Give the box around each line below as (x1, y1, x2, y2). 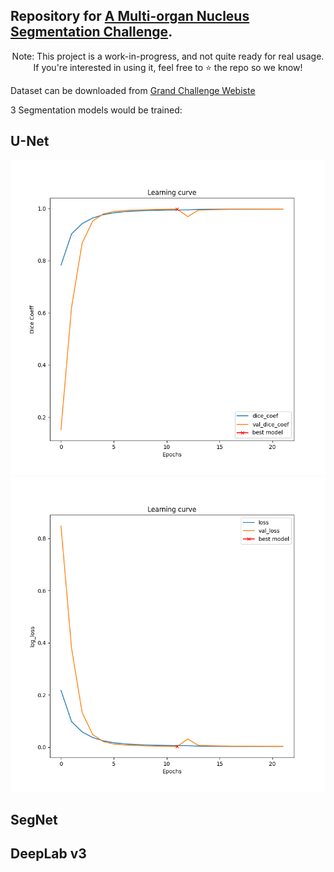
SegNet (10, 812, 58, 829)
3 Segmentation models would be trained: (10, 104, 183, 116)
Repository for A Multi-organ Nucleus (10, 8, 250, 25)
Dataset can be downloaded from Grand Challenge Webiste (10, 84, 256, 96)
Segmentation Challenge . (10, 24, 173, 41)
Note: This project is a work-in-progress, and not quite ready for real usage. (11, 50, 325, 62)
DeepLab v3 (10, 845, 87, 863)
